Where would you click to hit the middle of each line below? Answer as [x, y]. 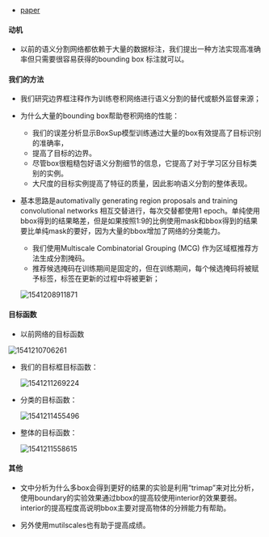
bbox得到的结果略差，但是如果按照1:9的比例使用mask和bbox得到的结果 [139, 221]
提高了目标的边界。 [64, 153]
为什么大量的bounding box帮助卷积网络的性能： [100, 116]
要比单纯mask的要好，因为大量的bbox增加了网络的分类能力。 [122, 231]
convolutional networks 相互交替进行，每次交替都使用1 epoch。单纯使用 [140, 211]
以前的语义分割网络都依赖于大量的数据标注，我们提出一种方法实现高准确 [140, 49]
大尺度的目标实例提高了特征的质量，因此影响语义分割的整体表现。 [142, 184]
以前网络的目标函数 [52, 334]
